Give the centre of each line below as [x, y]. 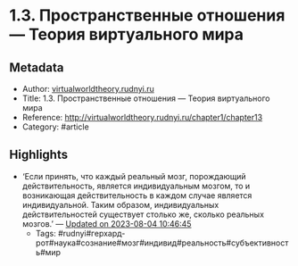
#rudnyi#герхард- [91, 233]
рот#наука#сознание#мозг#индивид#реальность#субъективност [162, 243]
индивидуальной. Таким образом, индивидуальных [120, 204]
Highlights [39, 155]
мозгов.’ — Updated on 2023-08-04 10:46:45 [107, 223]
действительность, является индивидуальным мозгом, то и [136, 186]
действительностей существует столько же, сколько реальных [143, 214]
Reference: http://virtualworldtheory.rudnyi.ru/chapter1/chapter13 [142, 117]
